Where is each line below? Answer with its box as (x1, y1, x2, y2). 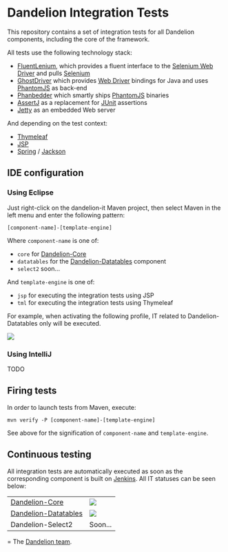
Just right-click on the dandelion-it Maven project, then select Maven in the (7, 204, 221, 212)
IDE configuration (7, 167, 84, 179)
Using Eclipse (7, 188, 54, 197)
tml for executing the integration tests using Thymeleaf (17, 298, 174, 306)
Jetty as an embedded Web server (17, 106, 116, 114)
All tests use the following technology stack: (7, 48, 132, 57)
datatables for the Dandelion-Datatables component (17, 257, 167, 265)
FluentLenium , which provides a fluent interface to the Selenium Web (17, 61, 214, 70)
